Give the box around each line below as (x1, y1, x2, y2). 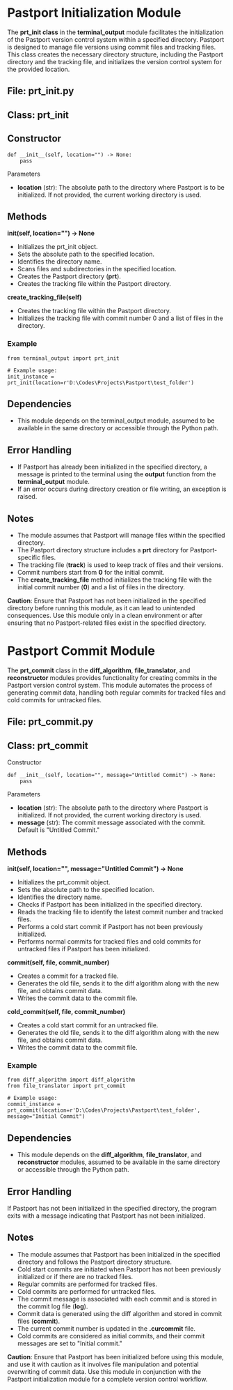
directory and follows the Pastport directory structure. (17, 1257, 172, 1266)
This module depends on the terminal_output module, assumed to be (17, 416, 215, 425)
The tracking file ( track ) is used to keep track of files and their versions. (17, 561, 224, 569)
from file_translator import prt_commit (7, 1082, 127, 1089)
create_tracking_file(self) (7, 293, 82, 301)
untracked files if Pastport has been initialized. (17, 945, 151, 953)
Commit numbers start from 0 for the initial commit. (17, 568, 165, 577)
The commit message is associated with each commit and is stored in (17, 1294, 217, 1303)
